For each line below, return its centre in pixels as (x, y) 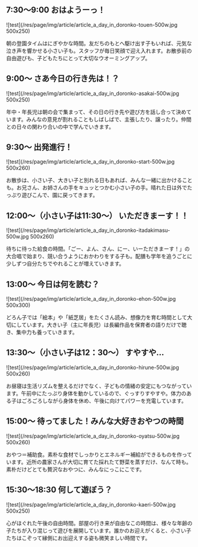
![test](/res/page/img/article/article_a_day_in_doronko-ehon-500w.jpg (91, 299)
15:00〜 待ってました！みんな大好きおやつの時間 (95, 422)
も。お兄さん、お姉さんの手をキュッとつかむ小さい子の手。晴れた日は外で (97, 187)
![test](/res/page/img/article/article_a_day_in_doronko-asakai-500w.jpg (92, 93)
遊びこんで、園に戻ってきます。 (60, 195)
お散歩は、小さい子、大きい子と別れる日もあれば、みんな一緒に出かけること (99, 180)
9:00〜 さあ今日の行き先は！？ (63, 79)
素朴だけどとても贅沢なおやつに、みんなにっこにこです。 (75, 469)
